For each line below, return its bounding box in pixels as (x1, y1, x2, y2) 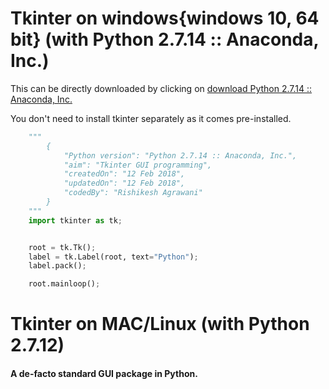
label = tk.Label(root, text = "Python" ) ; (28, 252, 199, 262)
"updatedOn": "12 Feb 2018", (63, 178, 186, 189)
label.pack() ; (28, 261, 87, 271)
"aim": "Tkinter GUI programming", (63, 160, 213, 170)
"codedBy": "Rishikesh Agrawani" (63, 188, 203, 198)
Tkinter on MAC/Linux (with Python (10, 313, 310, 336)
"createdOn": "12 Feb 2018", (63, 169, 186, 179)
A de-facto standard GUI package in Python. (10, 367, 198, 379)
